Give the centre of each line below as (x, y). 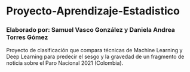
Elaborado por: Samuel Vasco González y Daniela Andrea (91, 30)
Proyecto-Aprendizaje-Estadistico (93, 11)
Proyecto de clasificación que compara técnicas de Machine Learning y (94, 50)
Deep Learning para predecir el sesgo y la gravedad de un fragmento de (95, 57)
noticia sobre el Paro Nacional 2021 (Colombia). (65, 63)
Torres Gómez (27, 37)
